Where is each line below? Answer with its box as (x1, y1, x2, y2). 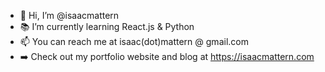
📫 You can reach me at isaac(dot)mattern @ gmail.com (19, 36, 249, 47)
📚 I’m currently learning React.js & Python (19, 21, 195, 32)
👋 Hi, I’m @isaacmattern (19, 10, 120, 21)
